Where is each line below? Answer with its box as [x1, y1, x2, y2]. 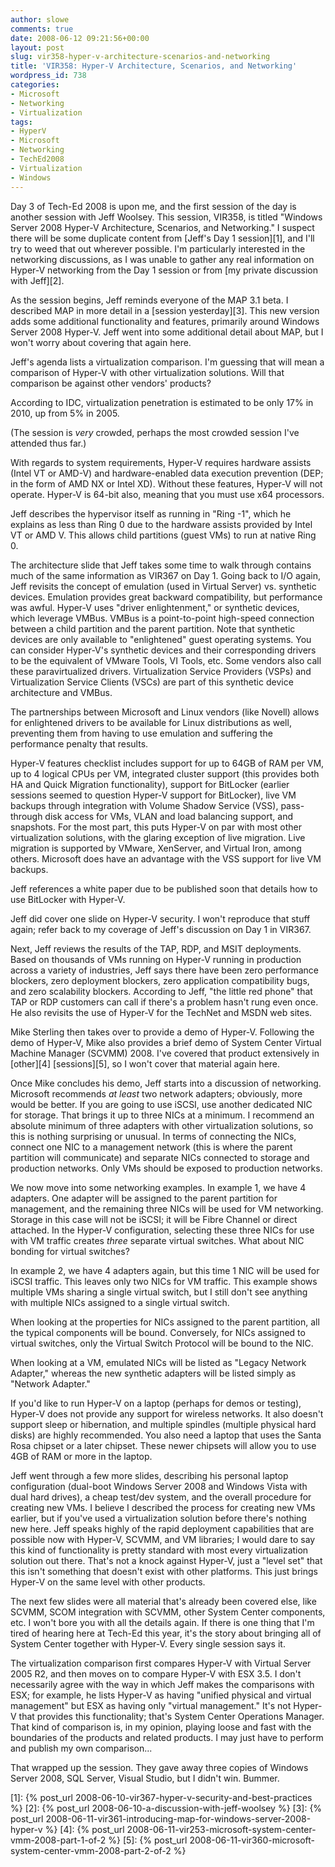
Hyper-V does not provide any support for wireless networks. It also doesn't [10, 1407, 324, 1420]
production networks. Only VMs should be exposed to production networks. [10, 1162, 323, 1174]
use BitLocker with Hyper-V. [10, 893, 126, 905]
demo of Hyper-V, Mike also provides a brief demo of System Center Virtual [10, 1036, 322, 1048]
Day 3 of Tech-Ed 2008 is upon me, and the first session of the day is [10, 200, 297, 212]
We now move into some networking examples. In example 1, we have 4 [10, 1181, 307, 1193]
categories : [10, 80, 60, 90]
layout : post [10, 42, 65, 53]
